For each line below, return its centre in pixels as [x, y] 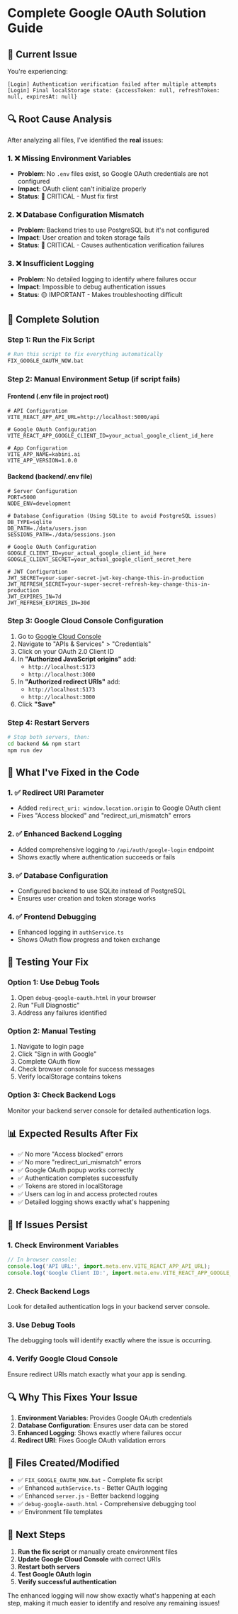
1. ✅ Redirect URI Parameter [56, 792]
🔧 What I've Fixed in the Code [73, 773]
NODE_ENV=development [39, 504]
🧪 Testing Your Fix [48, 962]
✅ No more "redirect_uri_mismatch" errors [79, 1162]
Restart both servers [49, 1566]
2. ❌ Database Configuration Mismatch [76, 215]
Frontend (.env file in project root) [58, 396]
